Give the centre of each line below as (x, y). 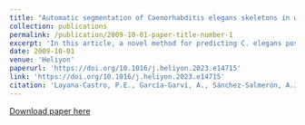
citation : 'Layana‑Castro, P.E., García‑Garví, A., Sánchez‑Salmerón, (146, 85)
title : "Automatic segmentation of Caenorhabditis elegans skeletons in (150, 18)
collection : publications (58, 26)
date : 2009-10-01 (42, 52)
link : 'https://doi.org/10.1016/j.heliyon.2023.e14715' (117, 77)
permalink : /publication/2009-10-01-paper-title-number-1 (121, 34)
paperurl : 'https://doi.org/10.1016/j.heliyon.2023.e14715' (126, 69)
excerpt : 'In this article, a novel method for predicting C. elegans (146, 43)
